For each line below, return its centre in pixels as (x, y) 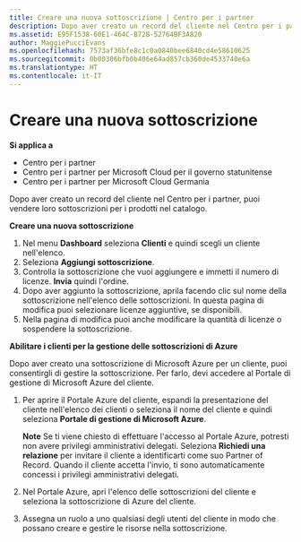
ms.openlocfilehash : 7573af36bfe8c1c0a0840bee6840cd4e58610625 (130, 51)
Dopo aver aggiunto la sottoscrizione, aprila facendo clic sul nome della (154, 290)
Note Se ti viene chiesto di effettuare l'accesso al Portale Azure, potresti (155, 436)
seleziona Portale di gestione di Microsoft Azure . (114, 418)
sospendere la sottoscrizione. (77, 329)
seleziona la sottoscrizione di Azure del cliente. (109, 501)
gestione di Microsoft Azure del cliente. (82, 383)
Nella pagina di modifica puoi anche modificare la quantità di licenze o (152, 319)
